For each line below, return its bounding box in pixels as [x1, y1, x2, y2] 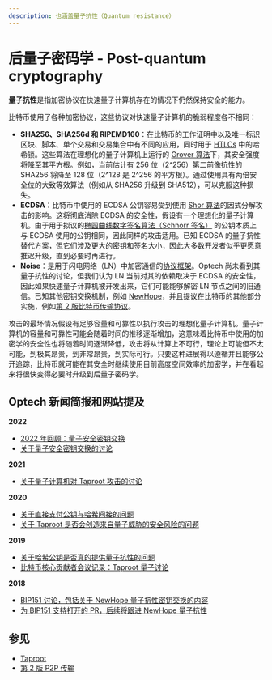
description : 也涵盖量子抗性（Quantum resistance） [8, 11, 176, 20]
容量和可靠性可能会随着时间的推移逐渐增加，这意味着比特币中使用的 [29, 329, 257, 338]
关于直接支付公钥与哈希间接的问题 [19, 509, 134, 519]
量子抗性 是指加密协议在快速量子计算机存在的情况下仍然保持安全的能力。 [8, 95, 249, 104]
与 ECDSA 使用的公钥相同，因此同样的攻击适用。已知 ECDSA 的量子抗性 [19, 230, 261, 240]
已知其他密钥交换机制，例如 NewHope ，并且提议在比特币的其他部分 [34, 291, 261, 300]
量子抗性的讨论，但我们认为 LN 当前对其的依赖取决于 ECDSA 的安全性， [19, 270, 261, 280]
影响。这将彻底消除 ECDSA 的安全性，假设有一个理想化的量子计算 [34, 210, 255, 219]
